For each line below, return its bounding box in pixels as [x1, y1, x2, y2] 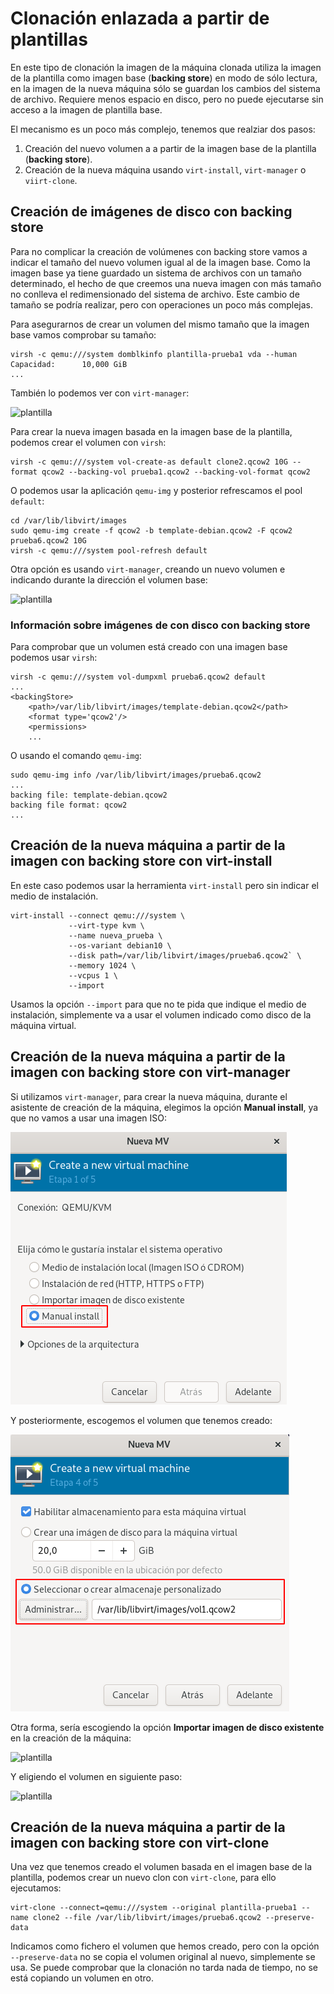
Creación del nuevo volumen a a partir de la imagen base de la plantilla [24, 142, 317, 154]
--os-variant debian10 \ [68, 940, 172, 951]
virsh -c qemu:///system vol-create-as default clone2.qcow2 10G [10, 457, 288, 467]
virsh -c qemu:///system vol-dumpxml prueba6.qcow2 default [10, 672, 267, 682]
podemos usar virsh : [10, 652, 98, 664]
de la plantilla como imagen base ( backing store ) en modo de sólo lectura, [10, 72, 318, 84]
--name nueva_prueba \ [68, 930, 163, 941]
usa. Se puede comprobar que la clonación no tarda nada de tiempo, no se [10, 1962, 318, 1974]
